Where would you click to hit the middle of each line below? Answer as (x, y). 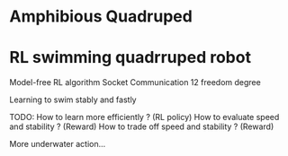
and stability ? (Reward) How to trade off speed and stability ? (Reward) (142, 126)
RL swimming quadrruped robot (130, 58)
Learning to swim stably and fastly (73, 100)
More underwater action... (58, 144)
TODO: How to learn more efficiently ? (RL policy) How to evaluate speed (144, 117)
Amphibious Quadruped (101, 17)
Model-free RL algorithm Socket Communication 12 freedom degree (135, 82)
